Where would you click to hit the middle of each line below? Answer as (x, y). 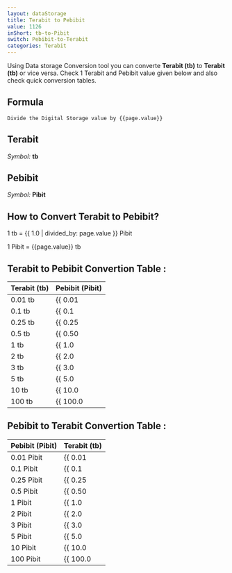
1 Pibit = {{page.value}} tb (44, 247)
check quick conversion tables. (52, 80)
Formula (25, 102)
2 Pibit (21, 513)
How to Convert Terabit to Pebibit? (83, 216)
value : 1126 (24, 26)
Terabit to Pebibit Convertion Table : (87, 268)
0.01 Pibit (27, 457)
